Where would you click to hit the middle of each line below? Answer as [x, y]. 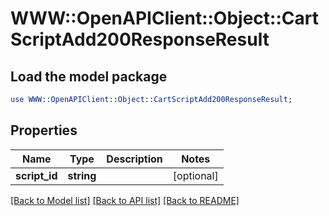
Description [134, 159]
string [82, 175]
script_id [36, 175]
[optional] [195, 175]
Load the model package [89, 76]
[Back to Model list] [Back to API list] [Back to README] [125, 200]
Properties [44, 130]
